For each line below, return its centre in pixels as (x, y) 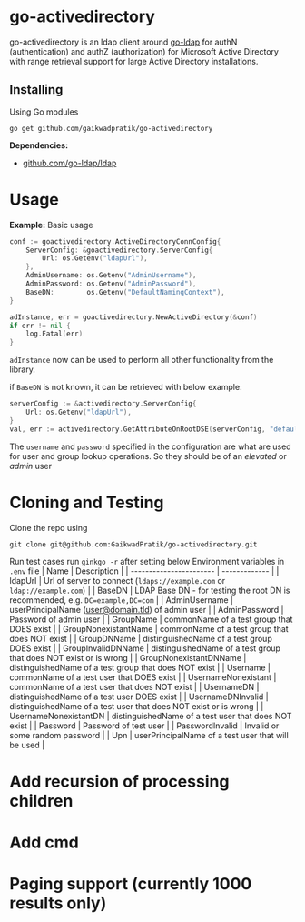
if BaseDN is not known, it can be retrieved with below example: (126, 387)
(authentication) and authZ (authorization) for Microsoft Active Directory (144, 51)
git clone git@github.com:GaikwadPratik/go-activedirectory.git (133, 544)
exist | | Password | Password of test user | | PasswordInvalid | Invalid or (144, 726)
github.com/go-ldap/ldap (69, 163)
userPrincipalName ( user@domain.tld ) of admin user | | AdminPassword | (147, 609)
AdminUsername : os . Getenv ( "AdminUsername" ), (111, 276)
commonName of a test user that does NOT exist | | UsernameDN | (134, 686)
